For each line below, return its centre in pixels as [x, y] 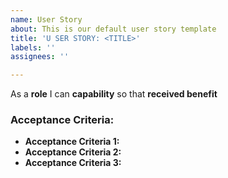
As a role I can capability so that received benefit [114, 94]
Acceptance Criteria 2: [73, 152]
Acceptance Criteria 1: [72, 142]
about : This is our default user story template [113, 29]
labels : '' [33, 47]
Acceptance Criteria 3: [73, 163]
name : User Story [46, 19]
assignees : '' [40, 57]
